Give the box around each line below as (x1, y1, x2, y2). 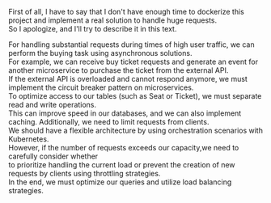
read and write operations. (8, 100, 97, 109)
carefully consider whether (8, 151, 99, 161)
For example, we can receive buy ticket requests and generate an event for (8, 57, 259, 66)
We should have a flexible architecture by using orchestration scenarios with (8, 125, 263, 135)
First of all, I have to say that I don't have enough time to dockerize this (8, 7, 245, 16)
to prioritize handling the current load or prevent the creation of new (8, 160, 236, 169)
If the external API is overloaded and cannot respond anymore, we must (8, 74, 248, 83)
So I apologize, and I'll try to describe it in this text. (8, 24, 177, 33)
